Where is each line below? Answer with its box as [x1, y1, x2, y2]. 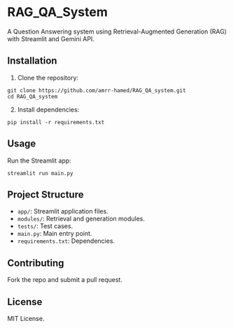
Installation [7, 55, 57, 67]
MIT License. [7, 315, 45, 322]
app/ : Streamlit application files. [17, 207, 108, 216]
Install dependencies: [17, 105, 80, 114]
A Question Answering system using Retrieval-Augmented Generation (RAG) [7, 27, 227, 36]
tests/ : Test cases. [17, 222, 73, 230]
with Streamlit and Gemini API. [7, 34, 94, 43]
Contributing [7, 257, 64, 269]
